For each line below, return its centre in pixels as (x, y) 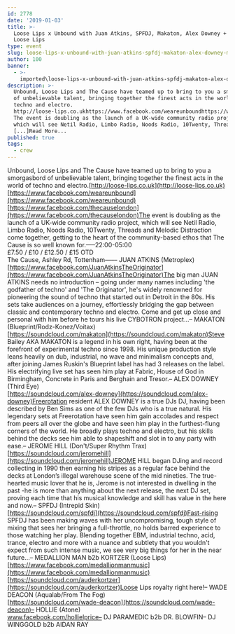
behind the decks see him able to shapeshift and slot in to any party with (112, 438)
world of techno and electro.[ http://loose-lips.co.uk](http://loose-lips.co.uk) (116, 185)
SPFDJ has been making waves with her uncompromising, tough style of (112, 520)
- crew (23, 151)
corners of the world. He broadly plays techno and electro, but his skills (110, 431)
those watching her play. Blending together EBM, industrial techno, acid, (111, 535)
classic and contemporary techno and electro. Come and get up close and (114, 312)
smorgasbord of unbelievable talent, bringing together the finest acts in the (115, 178)
